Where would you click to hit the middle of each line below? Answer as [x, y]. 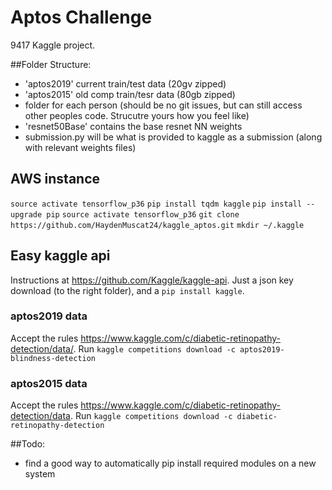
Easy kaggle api [60, 256]
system [40, 474]
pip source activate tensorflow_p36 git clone [143, 214]
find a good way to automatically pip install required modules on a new [170, 463]
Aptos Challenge [81, 17]
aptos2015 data [49, 383]
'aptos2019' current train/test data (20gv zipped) [125, 83]
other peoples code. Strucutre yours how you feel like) [137, 115]
